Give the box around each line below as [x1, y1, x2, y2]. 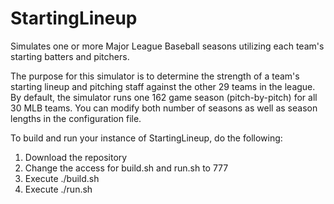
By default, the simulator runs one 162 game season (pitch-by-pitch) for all [10, 91, 318, 103]
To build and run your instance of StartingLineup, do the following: [10, 132, 283, 144]
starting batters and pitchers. [10, 50, 130, 62]
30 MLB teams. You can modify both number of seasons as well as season [10, 102, 318, 114]
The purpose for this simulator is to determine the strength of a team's [10, 70, 300, 82]
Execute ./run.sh [24, 183, 93, 195]
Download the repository [24, 151, 128, 163]
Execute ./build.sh [24, 172, 100, 184]
